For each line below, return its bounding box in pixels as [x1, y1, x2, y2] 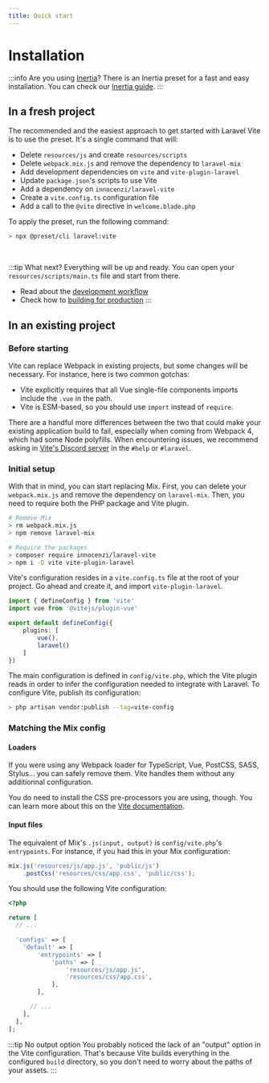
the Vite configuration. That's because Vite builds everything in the [8, 1048, 230, 1057]
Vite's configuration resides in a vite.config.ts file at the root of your [8, 573, 239, 582]
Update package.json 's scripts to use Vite [19, 176, 157, 186]
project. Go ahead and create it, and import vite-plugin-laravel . [8, 582, 223, 591]
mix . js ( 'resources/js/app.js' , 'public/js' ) [8, 861, 160, 870]
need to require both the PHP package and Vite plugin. [8, 499, 189, 509]
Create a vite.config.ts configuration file [19, 193, 159, 202]
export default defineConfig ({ [8, 619, 113, 627]
